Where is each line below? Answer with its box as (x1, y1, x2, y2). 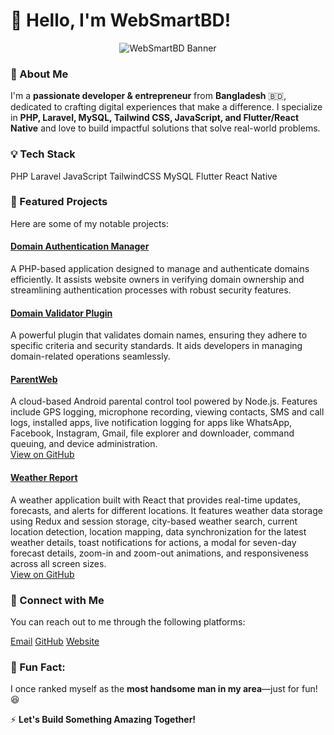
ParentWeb (10, 373, 58, 385)
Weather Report (10, 472, 78, 484)
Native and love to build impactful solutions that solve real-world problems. (10, 122, 321, 134)
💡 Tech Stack (10, 147, 76, 161)
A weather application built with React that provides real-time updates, (10, 494, 301, 506)
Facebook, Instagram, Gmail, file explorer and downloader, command (10, 427, 295, 439)
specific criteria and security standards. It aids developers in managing (10, 340, 303, 352)
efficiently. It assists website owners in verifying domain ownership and (10, 274, 305, 286)
